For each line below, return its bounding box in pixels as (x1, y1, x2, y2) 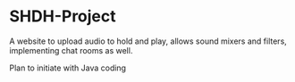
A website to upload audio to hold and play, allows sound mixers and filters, (9, 36, 288, 46)
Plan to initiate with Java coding (9, 62, 127, 73)
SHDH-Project (9, 6, 116, 27)
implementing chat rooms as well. (9, 45, 133, 55)
